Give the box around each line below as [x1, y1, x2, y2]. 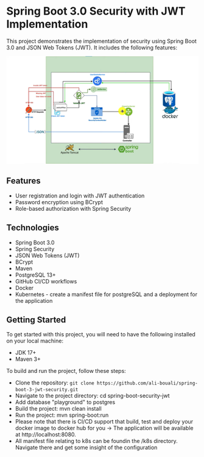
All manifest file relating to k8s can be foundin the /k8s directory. [15, 438, 178, 445]
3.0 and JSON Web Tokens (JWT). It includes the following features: [6, 44, 178, 51]
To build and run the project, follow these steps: [6, 367, 126, 375]
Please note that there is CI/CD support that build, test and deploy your [15, 418, 194, 425]
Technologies [6, 222, 60, 233]
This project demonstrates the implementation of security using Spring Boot [6, 37, 197, 44]
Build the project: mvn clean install [15, 405, 102, 413]
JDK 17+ [15, 349, 37, 356]
